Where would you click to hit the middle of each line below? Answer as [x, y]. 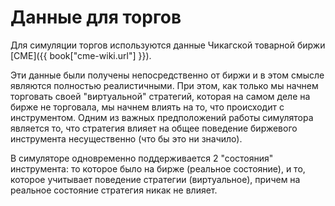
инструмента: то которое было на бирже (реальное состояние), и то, [158, 168]
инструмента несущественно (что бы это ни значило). [126, 138]
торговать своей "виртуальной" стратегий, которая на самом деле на [160, 96]
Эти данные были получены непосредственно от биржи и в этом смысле [167, 75]
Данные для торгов [96, 17]
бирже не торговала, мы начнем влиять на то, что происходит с [147, 107]
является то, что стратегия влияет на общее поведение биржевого [154, 128]
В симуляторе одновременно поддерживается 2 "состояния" [142, 158]
